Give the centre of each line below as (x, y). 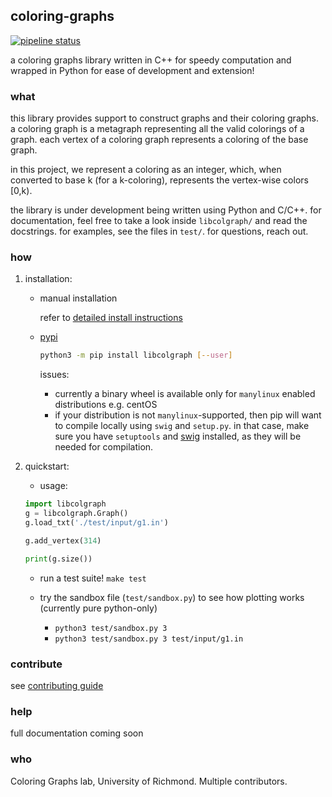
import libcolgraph (65, 504)
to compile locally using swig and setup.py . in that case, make (182, 426)
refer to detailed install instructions (111, 318)
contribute (36, 664)
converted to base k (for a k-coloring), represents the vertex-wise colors (159, 180)
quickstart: (47, 466)
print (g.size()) (58, 559)
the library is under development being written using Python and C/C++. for (166, 210)
